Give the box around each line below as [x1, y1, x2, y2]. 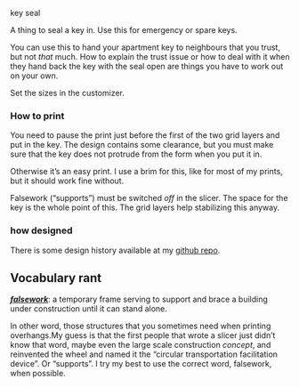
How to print [10, 109, 65, 122]
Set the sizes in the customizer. [10, 88, 125, 98]
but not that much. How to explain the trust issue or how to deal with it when [10, 52, 290, 61]
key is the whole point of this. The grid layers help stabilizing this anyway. [10, 202, 280, 213]
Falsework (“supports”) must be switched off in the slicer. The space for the [10, 193, 288, 204]
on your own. [10, 70, 59, 81]
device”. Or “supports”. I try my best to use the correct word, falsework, [10, 359, 272, 369]
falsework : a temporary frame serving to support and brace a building [10, 294, 268, 305]
